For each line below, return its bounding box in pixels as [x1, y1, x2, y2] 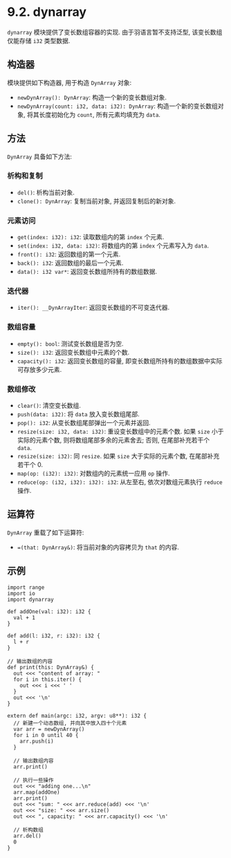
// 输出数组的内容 [7, 658, 53, 664]
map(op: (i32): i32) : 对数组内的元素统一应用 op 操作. [17, 469, 171, 478]
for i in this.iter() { [13, 675, 82, 683]
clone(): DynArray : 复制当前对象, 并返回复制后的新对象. [17, 196, 176, 205]
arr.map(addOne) [13, 789, 60, 796]
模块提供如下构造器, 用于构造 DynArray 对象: [7, 78, 132, 86]
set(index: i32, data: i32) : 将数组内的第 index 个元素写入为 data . [17, 241, 210, 250]
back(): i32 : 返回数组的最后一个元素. [17, 259, 124, 267]
